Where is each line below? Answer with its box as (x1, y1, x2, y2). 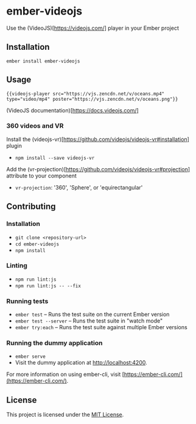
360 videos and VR (6, 121, 64, 130)
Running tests (6, 296, 49, 305)
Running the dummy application (6, 339, 103, 347)
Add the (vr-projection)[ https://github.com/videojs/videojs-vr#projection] (6, 165, 191, 173)
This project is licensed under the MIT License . (6, 411, 124, 419)
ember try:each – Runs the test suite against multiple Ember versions (15, 324, 187, 331)
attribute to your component (6, 172, 77, 179)
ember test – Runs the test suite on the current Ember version (15, 311, 170, 318)
